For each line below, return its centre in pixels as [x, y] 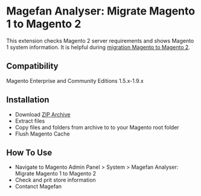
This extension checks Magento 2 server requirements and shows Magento [100, 41]
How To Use [29, 152]
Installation [28, 100]
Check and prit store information [56, 180]
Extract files [30, 121]
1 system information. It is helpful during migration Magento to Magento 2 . [98, 47]
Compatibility [32, 66]
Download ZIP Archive [43, 114]
